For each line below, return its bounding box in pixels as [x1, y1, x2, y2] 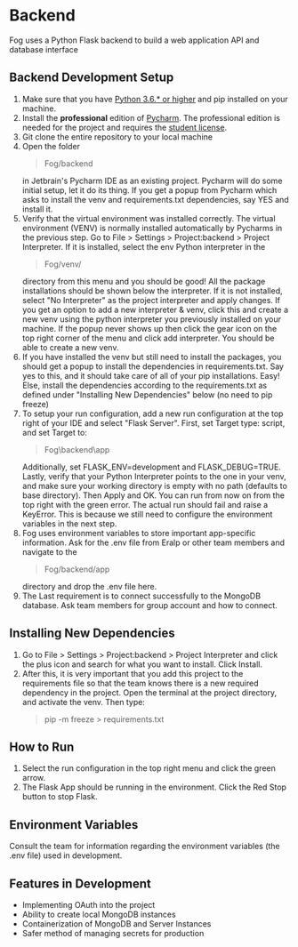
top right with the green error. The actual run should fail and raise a [21, 499, 269, 510]
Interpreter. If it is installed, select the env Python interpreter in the [21, 241, 266, 252]
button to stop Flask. [21, 791, 98, 802]
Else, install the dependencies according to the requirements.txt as [21, 380, 268, 390]
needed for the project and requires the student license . [21, 122, 228, 132]
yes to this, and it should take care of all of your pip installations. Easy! [21, 370, 280, 381]
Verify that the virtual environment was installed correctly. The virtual [21, 213, 276, 223]
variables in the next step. [21, 518, 117, 529]
